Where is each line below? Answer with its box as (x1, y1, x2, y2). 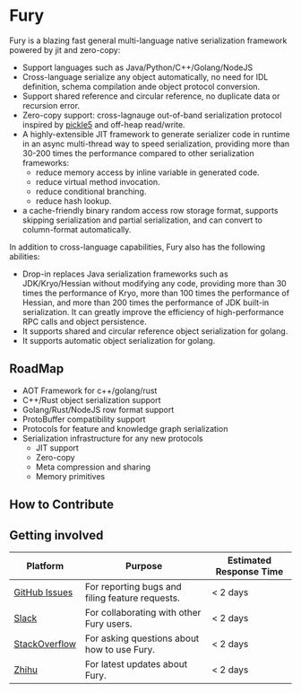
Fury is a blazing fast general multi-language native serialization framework (9, 35, 288, 46)
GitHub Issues (13, 585, 73, 598)
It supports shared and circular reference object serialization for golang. (21, 325, 288, 337)
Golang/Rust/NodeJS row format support (21, 404, 175, 415)
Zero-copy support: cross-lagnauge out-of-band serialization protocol (21, 110, 282, 120)
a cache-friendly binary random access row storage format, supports (21, 205, 279, 215)
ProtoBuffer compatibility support (21, 414, 146, 425)
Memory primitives (35, 470, 106, 481)
